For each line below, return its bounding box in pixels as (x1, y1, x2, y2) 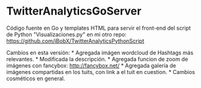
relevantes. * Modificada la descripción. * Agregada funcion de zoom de (6, 55, 188, 63)
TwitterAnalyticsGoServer (6, 4, 142, 18)
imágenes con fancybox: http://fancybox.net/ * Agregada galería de (6, 62, 177, 69)
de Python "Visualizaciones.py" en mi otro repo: (6, 30, 127, 38)
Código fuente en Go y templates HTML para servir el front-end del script (6, 24, 191, 32)
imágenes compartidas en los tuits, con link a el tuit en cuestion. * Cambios (6, 68, 196, 75)
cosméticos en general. (6, 75, 66, 82)
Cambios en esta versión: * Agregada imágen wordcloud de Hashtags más (6, 49, 194, 56)
